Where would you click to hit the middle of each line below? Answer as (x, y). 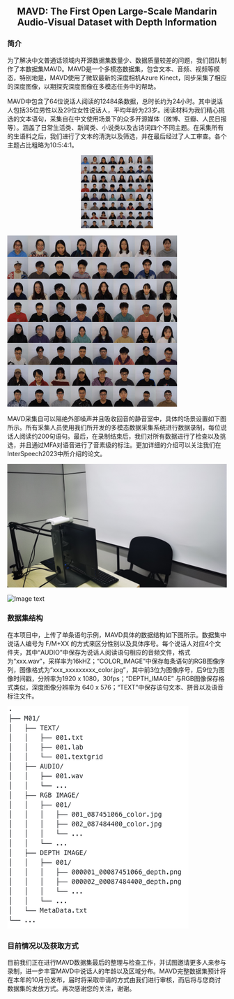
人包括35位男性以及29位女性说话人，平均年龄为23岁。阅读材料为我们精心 (113, 110)
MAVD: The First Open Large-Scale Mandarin (117, 12)
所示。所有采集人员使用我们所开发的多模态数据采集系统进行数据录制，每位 (114, 427)
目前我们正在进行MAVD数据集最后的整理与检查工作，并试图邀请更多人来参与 (117, 962)
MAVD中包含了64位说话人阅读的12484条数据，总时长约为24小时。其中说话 (115, 101)
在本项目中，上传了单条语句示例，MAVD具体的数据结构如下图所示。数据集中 (117, 634)
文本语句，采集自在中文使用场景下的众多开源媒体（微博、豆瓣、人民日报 (123, 119)
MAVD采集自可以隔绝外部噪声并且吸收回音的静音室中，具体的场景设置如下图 (117, 418)
